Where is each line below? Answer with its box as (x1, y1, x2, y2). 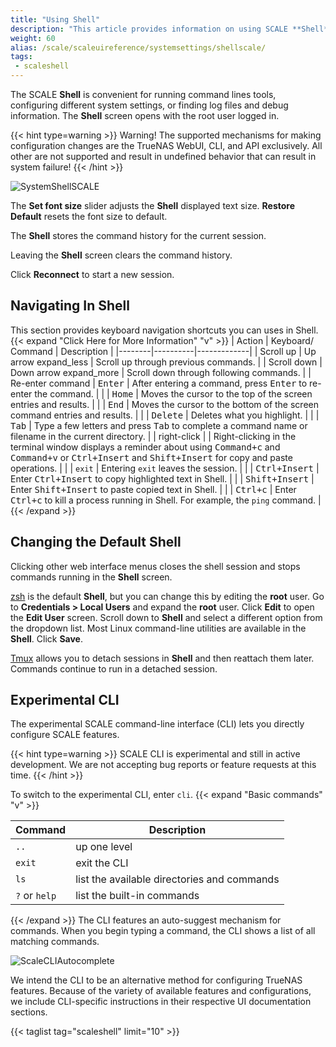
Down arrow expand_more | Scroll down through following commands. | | (10, 366, 312, 378)
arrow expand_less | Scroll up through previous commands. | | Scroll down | (10, 356, 323, 368)
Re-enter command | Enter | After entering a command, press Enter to (10, 377, 308, 389)
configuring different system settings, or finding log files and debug (10, 99, 289, 111)
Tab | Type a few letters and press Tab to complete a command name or (10, 419, 308, 431)
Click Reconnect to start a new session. (10, 269, 175, 280)
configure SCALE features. (10, 729, 120, 741)
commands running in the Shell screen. (10, 571, 173, 583)
